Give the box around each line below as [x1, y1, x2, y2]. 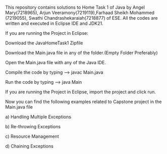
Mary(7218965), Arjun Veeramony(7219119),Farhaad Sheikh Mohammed [5, 10, 155, 16]
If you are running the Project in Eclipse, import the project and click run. [5, 89, 156, 95]
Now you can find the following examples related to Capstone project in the [5, 98, 162, 105]
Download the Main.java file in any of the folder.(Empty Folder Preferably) [5, 50, 158, 56]
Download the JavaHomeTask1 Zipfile [5, 40, 83, 46]
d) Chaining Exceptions [5, 143, 54, 149]
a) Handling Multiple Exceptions [5, 114, 72, 120]
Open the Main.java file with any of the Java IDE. [5, 60, 106, 65]
